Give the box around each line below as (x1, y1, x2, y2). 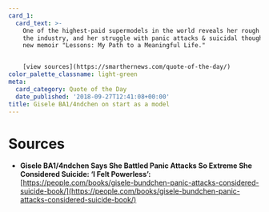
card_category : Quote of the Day (15, 85, 127, 93)
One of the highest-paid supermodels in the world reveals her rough (22, 26, 260, 34)
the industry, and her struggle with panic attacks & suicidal (22, 34, 239, 42)
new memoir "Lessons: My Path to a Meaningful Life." (22, 42, 206, 50)
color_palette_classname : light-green (8, 70, 138, 78)
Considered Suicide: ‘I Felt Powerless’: (19, 170, 151, 179)
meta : (8, 78, 26, 86)
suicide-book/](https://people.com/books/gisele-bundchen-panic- (19, 186, 240, 196)
